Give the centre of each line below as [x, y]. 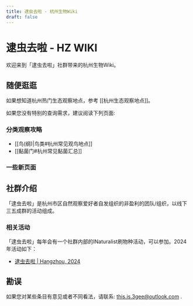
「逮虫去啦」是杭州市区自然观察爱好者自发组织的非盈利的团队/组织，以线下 [97, 203]
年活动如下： [21, 249]
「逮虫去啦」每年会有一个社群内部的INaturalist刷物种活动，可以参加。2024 [96, 242]
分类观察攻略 [24, 130]
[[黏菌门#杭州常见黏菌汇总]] [48, 151]
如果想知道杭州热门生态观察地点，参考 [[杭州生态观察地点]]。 [80, 101]
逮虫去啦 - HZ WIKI [52, 48]
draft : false [22, 17]
